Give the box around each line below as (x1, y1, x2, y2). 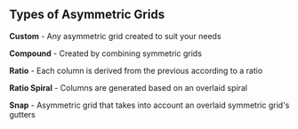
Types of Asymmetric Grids (9, 7, 165, 22)
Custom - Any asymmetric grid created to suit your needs (9, 30, 221, 41)
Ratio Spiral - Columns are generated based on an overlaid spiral (9, 82, 247, 93)
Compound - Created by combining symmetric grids (9, 48, 203, 59)
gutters (9, 109, 36, 119)
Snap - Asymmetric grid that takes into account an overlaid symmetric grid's (9, 100, 290, 110)
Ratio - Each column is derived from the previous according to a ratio (9, 65, 263, 76)
